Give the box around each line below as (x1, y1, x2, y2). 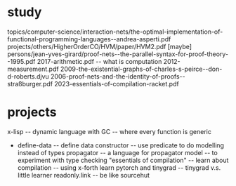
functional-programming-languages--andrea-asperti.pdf (7, 34, 171, 43)
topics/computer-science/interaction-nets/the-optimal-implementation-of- (7, 27, 223, 36)
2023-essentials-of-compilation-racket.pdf (54, 79, 179, 88)
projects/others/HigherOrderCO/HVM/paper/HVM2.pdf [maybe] (7, 42, 192, 51)
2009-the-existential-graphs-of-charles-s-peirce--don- (60, 65, 223, 73)
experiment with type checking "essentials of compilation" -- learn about (17, 156, 229, 164)
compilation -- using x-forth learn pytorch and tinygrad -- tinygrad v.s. (17, 163, 221, 172)
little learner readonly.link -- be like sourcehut (17, 171, 150, 179)
